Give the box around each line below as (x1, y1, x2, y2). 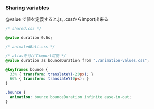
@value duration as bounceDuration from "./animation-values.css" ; (5, 58, 150, 63)
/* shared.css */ (5, 26, 42, 31)
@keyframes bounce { (5, 67, 49, 72)
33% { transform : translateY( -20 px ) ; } (10, 72, 94, 77)
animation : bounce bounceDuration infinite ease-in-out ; (10, 95, 132, 100)
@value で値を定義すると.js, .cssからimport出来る (5, 16, 109, 22)
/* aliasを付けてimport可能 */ (5, 53, 66, 58)
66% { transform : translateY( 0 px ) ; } (10, 76, 89, 81)
